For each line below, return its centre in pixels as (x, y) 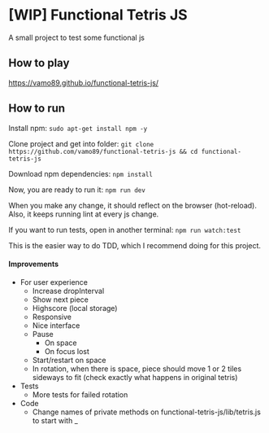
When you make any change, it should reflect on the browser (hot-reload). (133, 205)
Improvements (34, 264)
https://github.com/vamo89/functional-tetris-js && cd (103, 151)
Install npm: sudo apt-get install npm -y (78, 128)
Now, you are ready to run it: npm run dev (77, 190)
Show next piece (61, 300)
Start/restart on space (69, 360)
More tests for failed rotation (80, 394)
